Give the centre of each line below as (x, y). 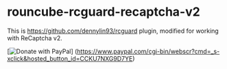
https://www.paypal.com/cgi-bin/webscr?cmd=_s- (148, 51)
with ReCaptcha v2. (35, 38)
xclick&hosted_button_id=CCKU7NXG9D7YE (70, 58)
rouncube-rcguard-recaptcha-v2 (104, 12)
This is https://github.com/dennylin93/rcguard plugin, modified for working (113, 31)
